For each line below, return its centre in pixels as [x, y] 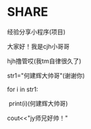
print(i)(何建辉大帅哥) [38, 103]
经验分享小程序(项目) [37, 32]
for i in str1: [23, 89]
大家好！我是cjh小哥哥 [38, 46]
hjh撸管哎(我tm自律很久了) [44, 61]
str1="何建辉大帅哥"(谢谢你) [46, 75]
